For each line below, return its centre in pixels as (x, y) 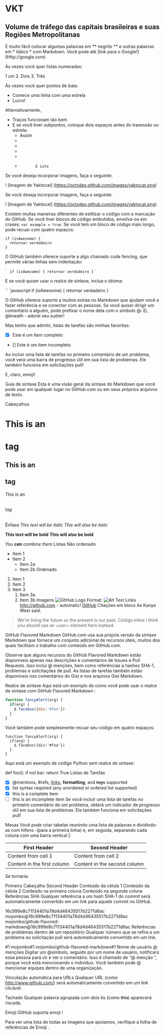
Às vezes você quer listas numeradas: (44, 66)
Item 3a (27, 595)
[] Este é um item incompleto (41, 345)
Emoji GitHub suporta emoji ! (34, 1012)
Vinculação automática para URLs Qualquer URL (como (62, 977)
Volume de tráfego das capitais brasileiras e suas (82, 27)
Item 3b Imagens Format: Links (78, 600)
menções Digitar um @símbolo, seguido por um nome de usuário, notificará (82, 952)
